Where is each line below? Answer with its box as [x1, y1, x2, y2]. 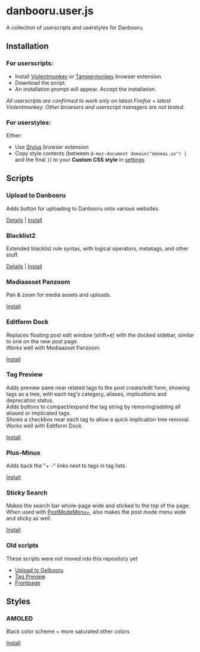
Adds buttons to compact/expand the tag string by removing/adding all [6, 403, 181, 410]
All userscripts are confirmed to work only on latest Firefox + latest [6, 97, 171, 104]
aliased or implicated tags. [6, 409, 71, 416]
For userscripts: [6, 59, 54, 67]
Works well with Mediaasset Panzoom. [6, 344, 101, 351]
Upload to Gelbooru [14, 566, 64, 574]
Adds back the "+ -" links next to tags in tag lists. [6, 462, 127, 469]
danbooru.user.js [6, 4, 94, 18]
